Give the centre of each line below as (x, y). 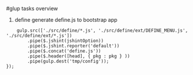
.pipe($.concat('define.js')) (64, 51)
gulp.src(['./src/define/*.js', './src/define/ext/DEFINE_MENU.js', (102, 30)
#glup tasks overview (32, 8)
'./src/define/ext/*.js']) (39, 36)
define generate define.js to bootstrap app (66, 20)
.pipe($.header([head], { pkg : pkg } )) (79, 56)
